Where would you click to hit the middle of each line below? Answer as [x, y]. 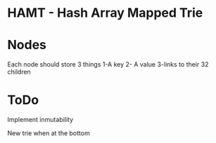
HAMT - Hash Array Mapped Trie [105, 13]
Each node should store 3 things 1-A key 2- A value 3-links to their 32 [108, 64]
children [19, 72]
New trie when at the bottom [49, 133]
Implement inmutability [40, 120]
